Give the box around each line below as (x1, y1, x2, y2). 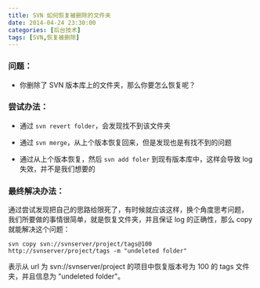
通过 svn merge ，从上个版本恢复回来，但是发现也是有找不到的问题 (19, 137, 233, 147)
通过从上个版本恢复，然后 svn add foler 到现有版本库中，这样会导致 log (19, 154, 253, 163)
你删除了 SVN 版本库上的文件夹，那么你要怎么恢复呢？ (19, 80, 196, 89)
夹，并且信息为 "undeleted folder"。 (8, 272, 125, 281)
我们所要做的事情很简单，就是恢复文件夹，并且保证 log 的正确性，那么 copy (8, 215, 253, 224)
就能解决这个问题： (8, 224, 70, 234)
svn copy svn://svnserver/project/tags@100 (8, 240, 153, 248)
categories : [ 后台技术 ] (8, 26, 81, 34)
